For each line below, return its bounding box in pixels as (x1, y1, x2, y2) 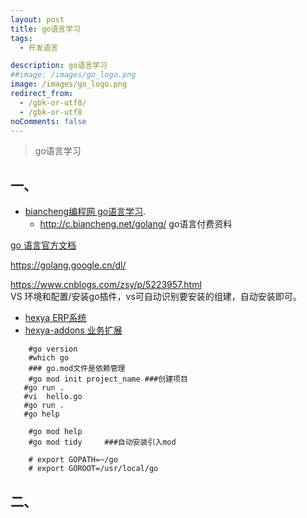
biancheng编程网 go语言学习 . (24, 206, 147, 218)
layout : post (10, 14, 65, 25)
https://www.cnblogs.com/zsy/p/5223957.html (10, 279, 202, 291)
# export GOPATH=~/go (28, 455, 118, 465)
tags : (10, 33, 33, 43)
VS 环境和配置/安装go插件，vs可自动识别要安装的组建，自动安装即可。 (10, 291, 302, 303)
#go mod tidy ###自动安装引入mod (28, 437, 177, 448)
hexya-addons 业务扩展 (24, 324, 123, 336)
